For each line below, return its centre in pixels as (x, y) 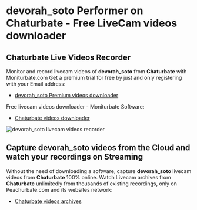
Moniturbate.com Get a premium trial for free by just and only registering (94, 78)
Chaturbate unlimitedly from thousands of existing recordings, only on (92, 184)
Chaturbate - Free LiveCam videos (92, 23)
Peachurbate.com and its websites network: (59, 189)
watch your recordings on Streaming (74, 157)
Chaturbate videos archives (48, 201)
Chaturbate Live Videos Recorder (69, 57)
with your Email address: (36, 84)
